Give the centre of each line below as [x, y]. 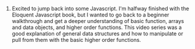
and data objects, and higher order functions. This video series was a [97, 27]
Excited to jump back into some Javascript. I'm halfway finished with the [100, 9]
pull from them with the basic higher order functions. [76, 40]
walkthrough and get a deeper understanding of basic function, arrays [98, 21]
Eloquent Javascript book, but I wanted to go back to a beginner [90, 15]
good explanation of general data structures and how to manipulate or [97, 34]
